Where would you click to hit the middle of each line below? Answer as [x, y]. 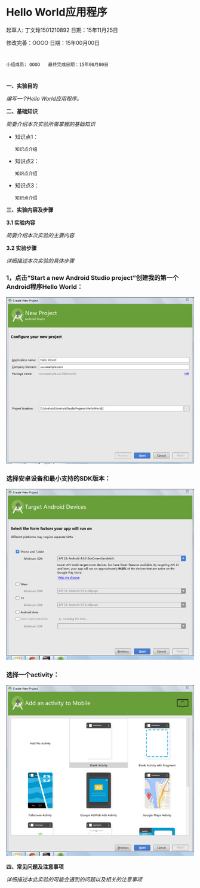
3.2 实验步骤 [21, 248]
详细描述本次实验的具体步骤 [40, 261]
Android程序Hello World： [45, 287]
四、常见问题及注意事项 [35, 867]
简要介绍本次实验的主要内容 [40, 235]
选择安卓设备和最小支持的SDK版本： [59, 479]
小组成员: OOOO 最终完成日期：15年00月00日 [57, 65]
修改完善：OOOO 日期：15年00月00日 [53, 43]
